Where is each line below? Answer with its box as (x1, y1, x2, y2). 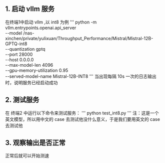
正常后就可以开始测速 (5, 152, 49, 159)
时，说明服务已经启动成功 (5, 79, 58, 85)
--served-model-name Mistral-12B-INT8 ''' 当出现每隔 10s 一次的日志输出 (5, 73, 156, 79)
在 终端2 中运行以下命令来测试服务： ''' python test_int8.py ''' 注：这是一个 (5, 110, 159, 116)
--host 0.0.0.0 (5, 57, 34, 63)
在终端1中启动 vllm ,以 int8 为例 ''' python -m (5, 19, 97, 25)
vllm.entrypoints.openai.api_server (5, 25, 76, 31)
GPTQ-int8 (5, 41, 27, 47)
